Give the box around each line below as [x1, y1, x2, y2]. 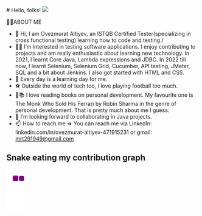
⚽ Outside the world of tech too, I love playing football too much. [15, 82, 178, 89]
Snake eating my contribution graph [6, 153, 146, 163]
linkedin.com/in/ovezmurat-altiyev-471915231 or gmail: [15, 128, 152, 136]
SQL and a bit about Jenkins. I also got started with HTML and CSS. [15, 69, 185, 76]
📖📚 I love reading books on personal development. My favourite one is [15, 91, 193, 99]
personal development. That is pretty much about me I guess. [15, 106, 170, 114]
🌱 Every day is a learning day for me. [15, 75, 108, 82]
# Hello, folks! [6, 7, 41, 13]
